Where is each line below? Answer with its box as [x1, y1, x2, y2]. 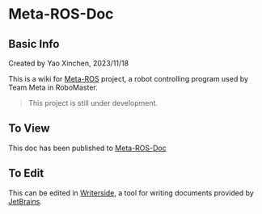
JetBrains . [8, 196, 43, 206]
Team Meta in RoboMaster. [8, 82, 99, 92]
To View [8, 122, 50, 136]
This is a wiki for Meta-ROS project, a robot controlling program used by [8, 74, 249, 83]
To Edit [8, 166, 44, 180]
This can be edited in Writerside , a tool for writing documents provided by [8, 187, 255, 198]
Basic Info [8, 37, 60, 51]
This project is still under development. [27, 99, 158, 107]
